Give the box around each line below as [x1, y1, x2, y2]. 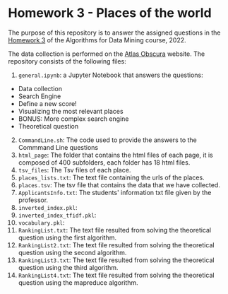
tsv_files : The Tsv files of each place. [18, 165, 131, 174]
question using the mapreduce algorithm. [18, 278, 138, 287]
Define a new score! [18, 99, 77, 107]
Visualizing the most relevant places [18, 107, 124, 115]
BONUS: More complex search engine [18, 114, 129, 123]
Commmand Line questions [18, 143, 98, 151]
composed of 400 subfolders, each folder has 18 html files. [18, 158, 191, 167]
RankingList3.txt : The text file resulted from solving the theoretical [18, 256, 215, 264]
